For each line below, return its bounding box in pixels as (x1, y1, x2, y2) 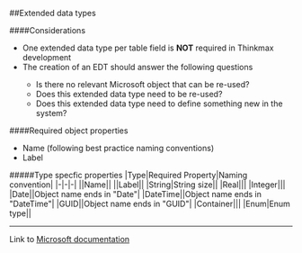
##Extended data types (9, 8, 96, 18)
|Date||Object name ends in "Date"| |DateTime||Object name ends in (9, 189, 262, 199)
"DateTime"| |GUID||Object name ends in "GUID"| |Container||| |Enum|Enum (9, 198, 290, 209)
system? (35, 108, 67, 118)
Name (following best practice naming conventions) (22, 143, 215, 153)
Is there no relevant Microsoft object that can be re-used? (35, 79, 250, 89)
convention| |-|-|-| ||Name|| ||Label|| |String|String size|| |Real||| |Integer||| (9, 179, 286, 190)
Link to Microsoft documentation (9, 234, 130, 244)
